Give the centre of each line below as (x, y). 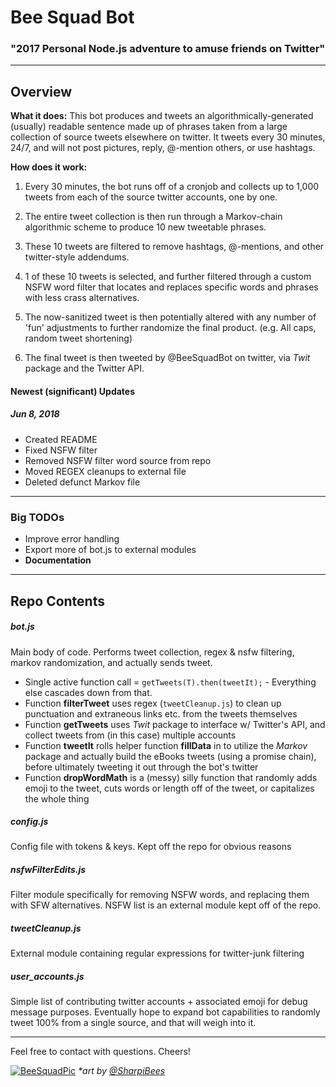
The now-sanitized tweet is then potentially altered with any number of (170, 317)
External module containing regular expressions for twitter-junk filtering (157, 953)
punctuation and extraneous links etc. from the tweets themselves (161, 713)
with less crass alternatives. (82, 298)
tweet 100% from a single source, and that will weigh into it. (133, 1023)
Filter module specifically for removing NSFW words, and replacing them (160, 895)
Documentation (58, 560)
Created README (61, 439)
